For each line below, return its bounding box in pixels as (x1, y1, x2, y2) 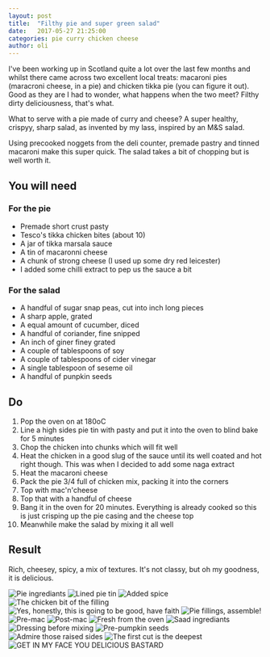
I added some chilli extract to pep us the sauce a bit (19, 264, 192, 274)
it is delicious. (8, 573, 54, 583)
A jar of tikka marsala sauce (19, 238, 113, 248)
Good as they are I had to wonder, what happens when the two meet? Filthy (8, 90, 260, 99)
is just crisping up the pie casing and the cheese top (19, 511, 194, 520)
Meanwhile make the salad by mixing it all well (19, 519, 174, 529)
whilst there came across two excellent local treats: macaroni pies (8, 73, 227, 82)
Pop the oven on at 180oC (19, 416, 106, 426)
